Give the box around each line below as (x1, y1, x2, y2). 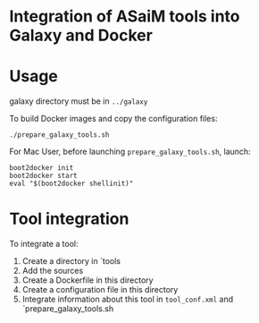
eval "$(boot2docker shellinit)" (9, 179, 134, 189)
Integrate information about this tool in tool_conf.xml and (21, 293, 234, 305)
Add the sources (21, 266, 84, 276)
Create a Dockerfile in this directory (21, 275, 154, 285)
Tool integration (9, 208, 129, 229)
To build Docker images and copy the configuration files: (9, 114, 218, 124)
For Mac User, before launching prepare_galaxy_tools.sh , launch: (9, 146, 252, 157)
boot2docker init (9, 164, 74, 173)
